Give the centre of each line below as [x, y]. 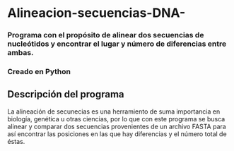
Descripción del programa [66, 94]
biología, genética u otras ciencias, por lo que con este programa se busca [116, 119]
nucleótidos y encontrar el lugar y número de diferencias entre [117, 44]
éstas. [16, 141]
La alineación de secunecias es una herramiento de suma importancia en [114, 111]
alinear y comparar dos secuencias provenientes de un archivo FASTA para [117, 126]
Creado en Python [39, 72]
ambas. [21, 53]
